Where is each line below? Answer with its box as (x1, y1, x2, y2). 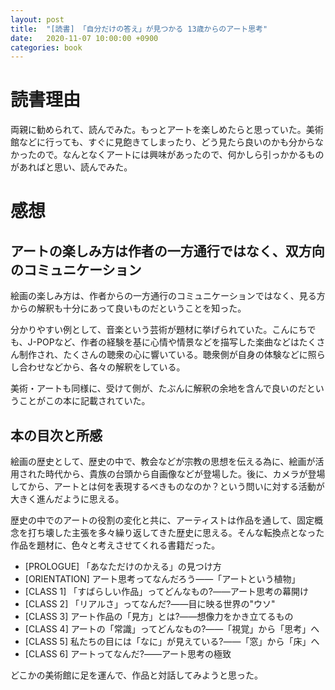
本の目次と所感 (10, 427, 103, 444)
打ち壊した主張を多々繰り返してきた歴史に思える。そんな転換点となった (27, 527, 325, 538)
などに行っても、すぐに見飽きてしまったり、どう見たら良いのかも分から (18, 136, 316, 148)
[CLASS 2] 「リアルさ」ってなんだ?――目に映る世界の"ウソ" (24, 598, 276, 610)
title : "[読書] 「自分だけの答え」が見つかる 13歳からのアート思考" (10, 24, 268, 34)
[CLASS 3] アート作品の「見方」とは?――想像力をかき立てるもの (24, 611, 294, 622)
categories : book (10, 42, 83, 53)
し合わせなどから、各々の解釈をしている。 (10, 361, 186, 373)
